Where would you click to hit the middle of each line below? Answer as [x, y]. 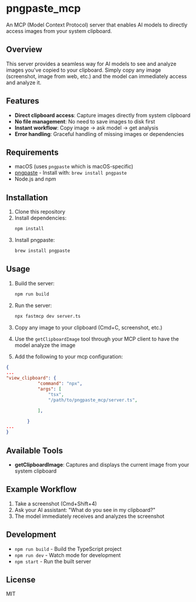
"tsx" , [56, 394]
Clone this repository [40, 212]
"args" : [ [49, 389]
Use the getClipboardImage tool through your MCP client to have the [97, 339]
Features [23, 101]
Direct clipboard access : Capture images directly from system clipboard [102, 115]
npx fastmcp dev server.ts [48, 316]
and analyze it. [24, 82]
